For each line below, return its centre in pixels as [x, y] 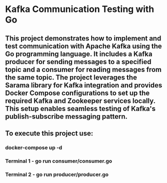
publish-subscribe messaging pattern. [67, 116]
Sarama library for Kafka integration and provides [84, 85]
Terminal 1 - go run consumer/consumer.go [59, 161]
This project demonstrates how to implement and [83, 38]
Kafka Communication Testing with [80, 9]
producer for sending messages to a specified [78, 62]
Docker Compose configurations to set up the [78, 93]
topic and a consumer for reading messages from [83, 69]
